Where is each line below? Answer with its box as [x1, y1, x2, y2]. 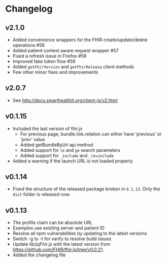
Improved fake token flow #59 [12, 58, 76, 64]
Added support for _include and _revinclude [20, 152, 114, 158]
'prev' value [20, 136, 45, 142]
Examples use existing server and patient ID [12, 225, 105, 231]
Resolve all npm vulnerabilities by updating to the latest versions [12, 231, 147, 237]
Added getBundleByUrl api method [20, 142, 93, 148]
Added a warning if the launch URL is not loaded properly [12, 158, 133, 164]
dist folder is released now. [12, 191, 71, 198]
